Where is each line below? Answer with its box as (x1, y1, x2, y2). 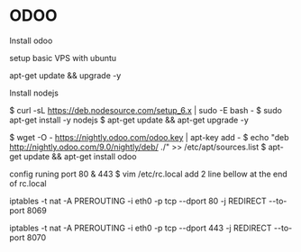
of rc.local (9, 177, 47, 189)
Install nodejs (9, 87, 59, 98)
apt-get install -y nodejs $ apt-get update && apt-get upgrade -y (9, 114, 250, 125)
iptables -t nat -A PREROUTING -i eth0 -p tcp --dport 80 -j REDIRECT (9, 195, 268, 206)
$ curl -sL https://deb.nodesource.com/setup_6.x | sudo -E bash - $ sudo (9, 104, 282, 115)
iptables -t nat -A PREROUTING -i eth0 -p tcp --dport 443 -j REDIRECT (9, 222, 272, 233)
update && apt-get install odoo (23, 150, 137, 162)
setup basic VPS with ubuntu (9, 52, 117, 63)
